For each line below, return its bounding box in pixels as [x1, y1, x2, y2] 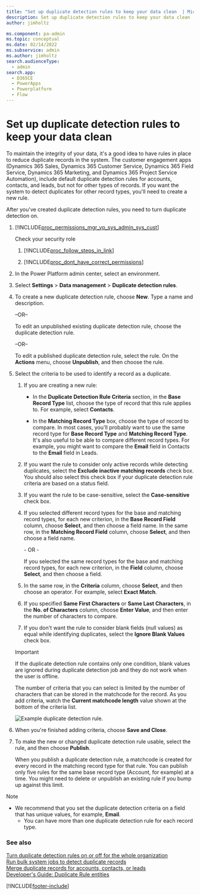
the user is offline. [14, 672, 60, 679]
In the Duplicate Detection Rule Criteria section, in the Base [32, 393, 181, 400]
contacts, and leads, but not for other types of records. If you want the [6, 182, 179, 189]
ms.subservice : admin [6, 47, 60, 54]
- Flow [11, 92, 28, 98]
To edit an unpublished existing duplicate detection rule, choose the [14, 322, 182, 330]
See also [6, 838, 32, 847]
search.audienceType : [6, 58, 60, 64]
